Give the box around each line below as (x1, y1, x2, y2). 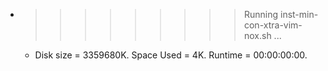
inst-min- (279, 9, 319, 20)
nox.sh (243, 30, 272, 41)
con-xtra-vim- (243, 19, 303, 31)
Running (243, 9, 279, 20)
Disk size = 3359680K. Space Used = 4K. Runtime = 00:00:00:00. (34, 49, 308, 61)
